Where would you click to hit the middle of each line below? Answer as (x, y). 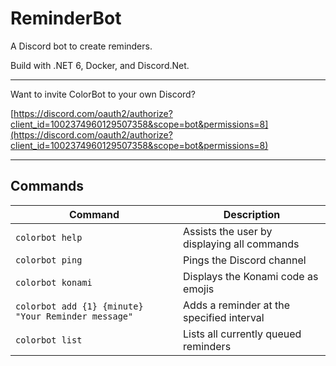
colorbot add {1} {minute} (79, 306)
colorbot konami (54, 282)
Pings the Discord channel (245, 260)
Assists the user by (228, 231)
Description (252, 214)
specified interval (224, 317)
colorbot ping (49, 260)
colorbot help (49, 237)
